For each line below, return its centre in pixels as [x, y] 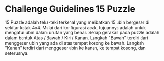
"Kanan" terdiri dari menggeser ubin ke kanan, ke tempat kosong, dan [75, 48]
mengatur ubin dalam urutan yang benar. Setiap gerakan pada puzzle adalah [82, 32]
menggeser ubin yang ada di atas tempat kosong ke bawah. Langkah [75, 43]
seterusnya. [17, 53]
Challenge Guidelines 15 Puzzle [70, 9]
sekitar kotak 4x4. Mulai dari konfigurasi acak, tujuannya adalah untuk [76, 27]
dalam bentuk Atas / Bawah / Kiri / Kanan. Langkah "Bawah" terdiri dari [77, 38]
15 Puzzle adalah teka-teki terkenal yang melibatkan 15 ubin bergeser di [77, 22]
